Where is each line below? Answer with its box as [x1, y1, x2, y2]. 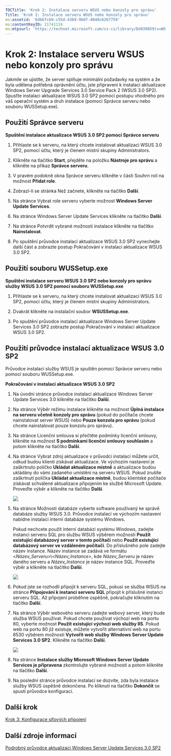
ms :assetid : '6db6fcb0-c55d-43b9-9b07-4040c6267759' [5, 17, 120, 22]
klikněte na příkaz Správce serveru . [12, 162, 89, 169]
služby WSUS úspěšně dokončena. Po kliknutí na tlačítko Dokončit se [12, 682, 160, 688]
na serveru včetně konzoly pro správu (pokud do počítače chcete [12, 411, 154, 417]
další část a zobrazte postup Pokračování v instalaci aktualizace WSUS [12, 243, 162, 250]
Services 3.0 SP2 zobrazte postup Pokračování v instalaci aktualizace [12, 323, 160, 330]
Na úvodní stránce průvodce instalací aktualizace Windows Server [12, 391, 153, 397]
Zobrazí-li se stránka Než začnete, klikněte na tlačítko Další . [12, 188, 140, 194]
